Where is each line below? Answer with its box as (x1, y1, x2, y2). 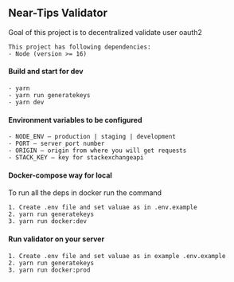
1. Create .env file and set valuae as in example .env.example (8, 252, 226, 260)
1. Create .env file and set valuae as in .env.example (8, 203, 197, 212)
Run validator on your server (8, 234, 105, 244)
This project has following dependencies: (8, 43, 151, 51)
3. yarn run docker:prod (8, 266, 91, 274)
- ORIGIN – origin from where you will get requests (8, 147, 187, 155)
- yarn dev (8, 99, 45, 107)
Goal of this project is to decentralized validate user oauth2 (8, 27, 203, 37)
